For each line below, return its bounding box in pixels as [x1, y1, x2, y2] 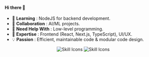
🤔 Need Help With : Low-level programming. [11, 26, 104, 32]
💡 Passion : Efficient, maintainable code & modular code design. [11, 37, 144, 43]
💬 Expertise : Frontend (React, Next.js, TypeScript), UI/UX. [11, 31, 133, 37]
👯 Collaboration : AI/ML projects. [11, 21, 80, 27]
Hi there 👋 [4, 4, 25, 10]
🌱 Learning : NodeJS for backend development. [11, 15, 111, 21]
